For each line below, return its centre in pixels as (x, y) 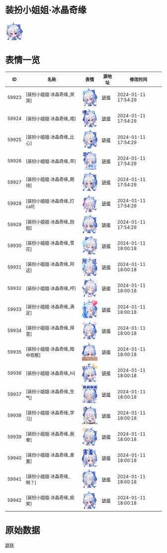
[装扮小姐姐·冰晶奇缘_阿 (50, 264)
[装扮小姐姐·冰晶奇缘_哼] (51, 288)
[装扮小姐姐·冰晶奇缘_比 (50, 137)
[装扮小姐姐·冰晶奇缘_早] (51, 161)
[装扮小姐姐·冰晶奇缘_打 (50, 201)
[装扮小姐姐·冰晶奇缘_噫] (51, 119)
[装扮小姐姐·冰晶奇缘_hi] (50, 373)
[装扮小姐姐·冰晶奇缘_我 (50, 434)
